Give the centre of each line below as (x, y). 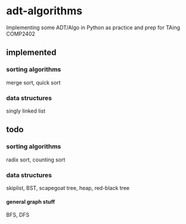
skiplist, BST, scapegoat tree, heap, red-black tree (68, 188)
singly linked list (26, 111)
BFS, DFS (18, 215)
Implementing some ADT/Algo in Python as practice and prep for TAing (93, 27)
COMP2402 (21, 33)
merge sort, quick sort (33, 82)
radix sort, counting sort (36, 160)
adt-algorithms (44, 11)
